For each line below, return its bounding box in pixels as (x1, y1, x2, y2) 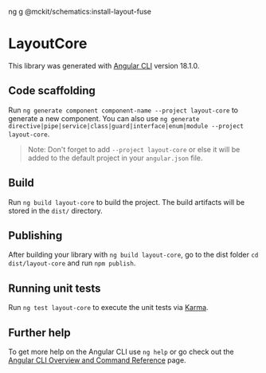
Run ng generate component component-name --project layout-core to (8, 105, 239, 115)
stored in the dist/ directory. (8, 206, 104, 215)
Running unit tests (8, 281, 101, 295)
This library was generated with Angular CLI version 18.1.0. (8, 61, 200, 70)
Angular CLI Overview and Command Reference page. (8, 355, 186, 365)
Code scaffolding (8, 84, 96, 98)
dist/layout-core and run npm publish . (8, 258, 136, 268)
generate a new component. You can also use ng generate (8, 113, 200, 123)
